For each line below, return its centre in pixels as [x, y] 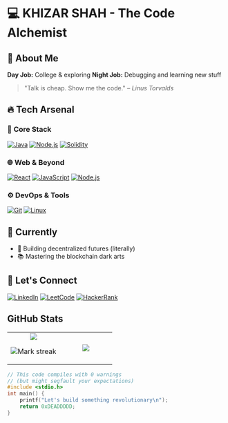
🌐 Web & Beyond [36, 162]
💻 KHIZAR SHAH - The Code [91, 13]
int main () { [26, 394]
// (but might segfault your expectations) [71, 381]
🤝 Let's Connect [42, 281]
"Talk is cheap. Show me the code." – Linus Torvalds [99, 88]
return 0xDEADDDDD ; [48, 407]
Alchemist [37, 33]
